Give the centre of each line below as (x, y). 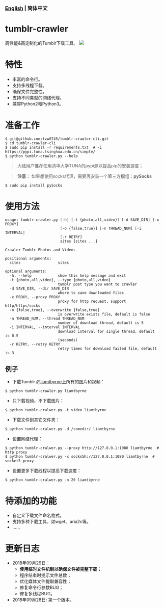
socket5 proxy (20, 461)
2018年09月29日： (31, 563)
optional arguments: (26, 271)
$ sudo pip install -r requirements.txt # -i (54, 147)
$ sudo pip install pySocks (34, 185)
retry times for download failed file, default (107, 348)
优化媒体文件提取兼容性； (45, 581)
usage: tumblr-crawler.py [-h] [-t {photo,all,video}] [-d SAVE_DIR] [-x (82, 220)
